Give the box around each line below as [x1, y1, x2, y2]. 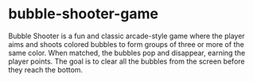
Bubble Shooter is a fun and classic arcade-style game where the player [8, 31, 245, 41]
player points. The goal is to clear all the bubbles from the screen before [8, 57, 245, 66]
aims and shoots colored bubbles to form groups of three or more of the [8, 39, 244, 49]
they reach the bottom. [8, 64, 84, 74]
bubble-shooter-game [8, 5, 159, 23]
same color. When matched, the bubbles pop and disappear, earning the [8, 48, 246, 57]
